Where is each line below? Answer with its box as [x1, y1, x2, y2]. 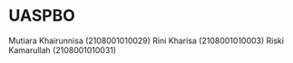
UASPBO [8, 5, 76, 26]
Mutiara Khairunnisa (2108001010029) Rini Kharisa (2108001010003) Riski [8, 35, 285, 46]
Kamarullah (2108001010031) [8, 44, 117, 55]
